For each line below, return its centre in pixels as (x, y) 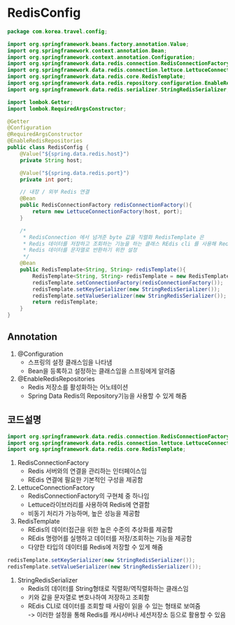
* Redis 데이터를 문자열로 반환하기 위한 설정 (80, 250)
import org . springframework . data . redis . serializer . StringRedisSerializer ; (119, 89)
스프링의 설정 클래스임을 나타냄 (70, 362)
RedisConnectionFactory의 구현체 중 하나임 (88, 496)
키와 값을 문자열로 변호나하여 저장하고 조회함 (88, 597)
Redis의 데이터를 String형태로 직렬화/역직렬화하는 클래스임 (108, 589)
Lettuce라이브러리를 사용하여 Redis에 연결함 (89, 505)
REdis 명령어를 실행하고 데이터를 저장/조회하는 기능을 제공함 (110, 538)
